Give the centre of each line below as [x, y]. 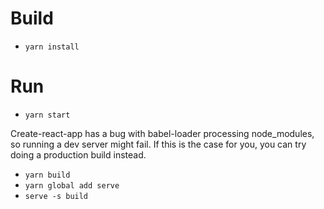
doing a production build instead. [78, 154]
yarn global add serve [72, 185]
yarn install [52, 47]
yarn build [47, 175]
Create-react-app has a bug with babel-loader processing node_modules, [162, 133]
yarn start [47, 115]
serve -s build [56, 196]
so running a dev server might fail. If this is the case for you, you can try [158, 144]
